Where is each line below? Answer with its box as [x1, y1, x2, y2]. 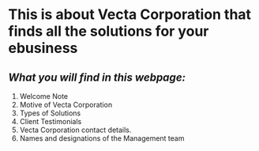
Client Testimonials [19, 117, 82, 126]
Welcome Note [19, 92, 69, 100]
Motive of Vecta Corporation [19, 100, 113, 109]
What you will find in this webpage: [8, 70, 186, 84]
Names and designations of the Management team [19, 134, 185, 143]
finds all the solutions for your [8, 22, 209, 40]
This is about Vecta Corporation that [8, 6, 251, 24]
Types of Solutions [19, 108, 81, 118]
